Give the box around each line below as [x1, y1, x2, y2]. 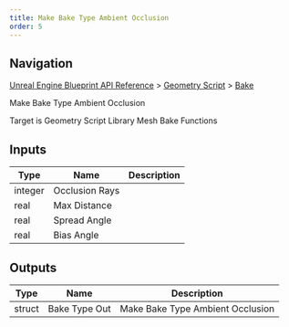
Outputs [9, 259, 57, 275]
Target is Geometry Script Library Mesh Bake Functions [9, 115, 218, 126]
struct [14, 302, 39, 315]
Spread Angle [53, 214, 112, 227]
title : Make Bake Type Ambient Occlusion [9, 13, 170, 23]
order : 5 [9, 22, 43, 31]
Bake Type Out [47, 302, 111, 315]
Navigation [9, 56, 73, 71]
